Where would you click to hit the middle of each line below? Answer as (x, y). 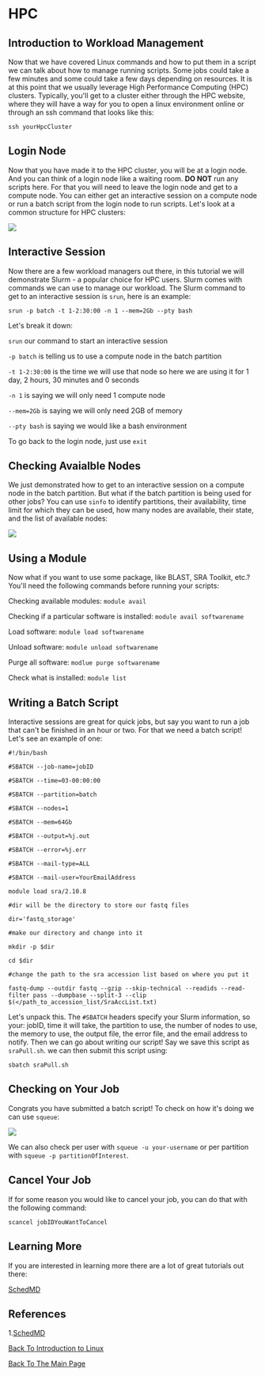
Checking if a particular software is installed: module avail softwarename (126, 616)
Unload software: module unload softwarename (83, 647)
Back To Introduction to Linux (56, 1348)
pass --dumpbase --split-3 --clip (90, 995)
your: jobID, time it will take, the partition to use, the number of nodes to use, (133, 1025)
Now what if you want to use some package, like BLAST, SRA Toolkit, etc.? (129, 578)
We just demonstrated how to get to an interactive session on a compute (127, 485)
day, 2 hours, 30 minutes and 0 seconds (74, 380)
